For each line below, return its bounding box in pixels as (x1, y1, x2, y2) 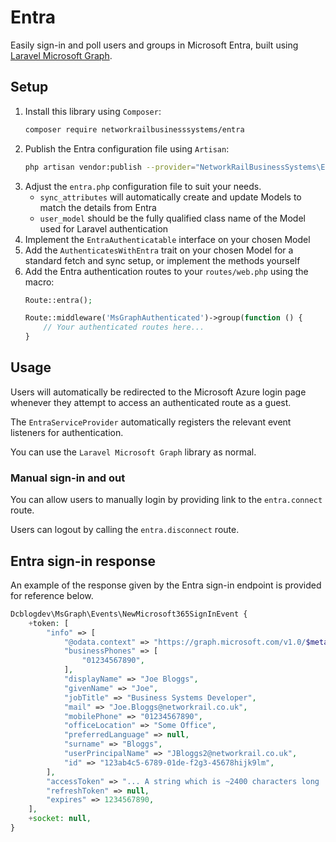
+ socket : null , (28, 814, 92, 824)
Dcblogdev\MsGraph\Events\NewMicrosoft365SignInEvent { (10, 609, 248, 619)
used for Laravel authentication (39, 222, 169, 235)
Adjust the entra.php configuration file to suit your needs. (24, 180, 262, 192)
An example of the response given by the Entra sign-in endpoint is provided (10, 579, 322, 591)
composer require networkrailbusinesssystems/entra (24, 124, 245, 135)
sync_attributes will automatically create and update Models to (39, 191, 302, 203)
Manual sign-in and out (10, 471, 126, 485)
